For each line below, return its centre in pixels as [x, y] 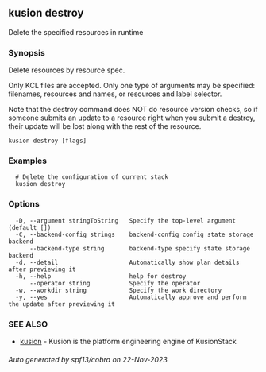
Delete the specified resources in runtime [76, 32]
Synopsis [27, 52]
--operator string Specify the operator [115, 283]
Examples [28, 161]
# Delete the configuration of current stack [92, 177]
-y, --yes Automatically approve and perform [131, 297]
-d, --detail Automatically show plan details [127, 262]
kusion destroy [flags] [48, 141]
